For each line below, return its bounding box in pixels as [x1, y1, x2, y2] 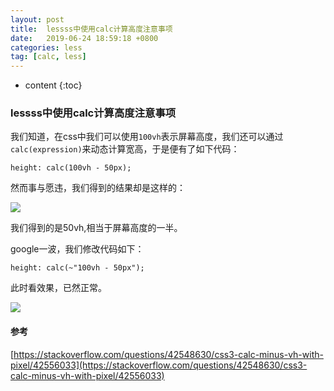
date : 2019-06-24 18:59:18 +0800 [10, 33, 159, 43]
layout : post [10, 14, 65, 25]
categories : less [10, 42, 83, 53]
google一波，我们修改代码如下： [10, 243, 145, 255]
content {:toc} [24, 79, 83, 91]
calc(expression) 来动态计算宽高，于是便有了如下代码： [10, 143, 240, 155]
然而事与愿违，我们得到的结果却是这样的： [10, 182, 186, 194]
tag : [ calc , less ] [10, 52, 87, 62]
